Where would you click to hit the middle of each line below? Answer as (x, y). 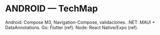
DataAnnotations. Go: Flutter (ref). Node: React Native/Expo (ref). (72, 27)
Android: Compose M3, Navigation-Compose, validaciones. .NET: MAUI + (80, 22)
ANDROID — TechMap (52, 9)
